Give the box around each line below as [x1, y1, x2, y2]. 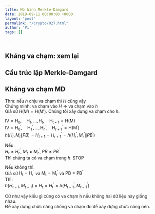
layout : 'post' [5, 16, 36, 21]
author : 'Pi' [5, 25, 32, 30]
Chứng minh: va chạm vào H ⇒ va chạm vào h [5, 103, 98, 109]
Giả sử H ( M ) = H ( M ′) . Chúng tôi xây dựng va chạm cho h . [5, 108, 120, 114]
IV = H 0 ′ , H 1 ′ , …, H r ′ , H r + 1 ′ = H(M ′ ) [5, 124, 79, 132]
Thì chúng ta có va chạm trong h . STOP [5, 155, 84, 160]
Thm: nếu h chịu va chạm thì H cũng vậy [5, 98, 86, 104]
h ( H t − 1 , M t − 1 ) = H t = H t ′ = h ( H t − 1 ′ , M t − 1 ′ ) [5, 182, 90, 190]
